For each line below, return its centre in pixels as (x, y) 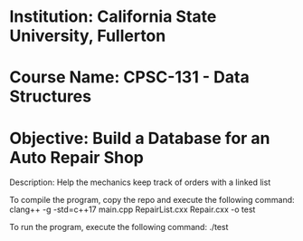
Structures (51, 96)
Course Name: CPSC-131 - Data (130, 77)
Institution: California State (113, 17)
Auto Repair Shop (77, 157)
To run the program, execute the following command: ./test (119, 227)
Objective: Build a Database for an (140, 138)
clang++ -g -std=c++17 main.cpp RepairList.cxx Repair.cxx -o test (133, 209)
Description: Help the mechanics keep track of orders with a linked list (140, 182)
